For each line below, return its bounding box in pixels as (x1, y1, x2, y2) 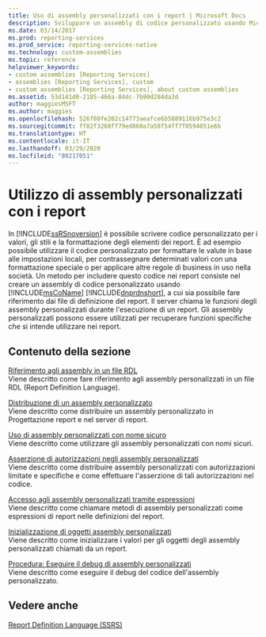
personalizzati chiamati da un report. (8, 544, 128, 553)
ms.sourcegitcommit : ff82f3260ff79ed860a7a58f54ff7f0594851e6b (8, 122, 222, 130)
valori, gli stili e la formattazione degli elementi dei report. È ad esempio (8, 237, 241, 247)
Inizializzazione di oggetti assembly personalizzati (8, 527, 172, 536)
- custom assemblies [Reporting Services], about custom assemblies (8, 85, 239, 94)
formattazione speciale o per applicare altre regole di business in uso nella (8, 263, 252, 272)
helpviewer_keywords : (8, 63, 80, 71)
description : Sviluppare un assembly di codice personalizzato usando (8, 19, 246, 27)
